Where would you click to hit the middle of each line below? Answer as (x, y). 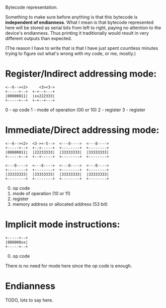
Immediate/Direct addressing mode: (82, 130)
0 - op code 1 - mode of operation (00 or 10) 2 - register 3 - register (75, 110)
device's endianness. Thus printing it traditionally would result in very (77, 33)
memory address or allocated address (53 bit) (60, 204)
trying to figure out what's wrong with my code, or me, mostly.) (71, 53)
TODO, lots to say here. (29, 300)
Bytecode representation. (31, 7)
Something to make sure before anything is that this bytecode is (71, 17)
